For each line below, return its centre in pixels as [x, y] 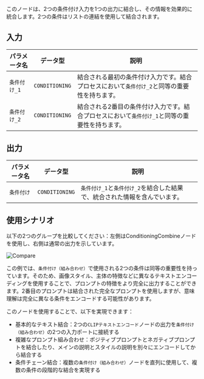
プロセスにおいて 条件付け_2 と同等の [127, 86]
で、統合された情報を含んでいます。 [132, 197]
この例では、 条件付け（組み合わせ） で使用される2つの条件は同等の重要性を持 [99, 268]
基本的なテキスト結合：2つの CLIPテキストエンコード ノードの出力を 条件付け [104, 324]
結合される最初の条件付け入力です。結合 [134, 77]
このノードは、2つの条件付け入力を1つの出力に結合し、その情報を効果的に [100, 9]
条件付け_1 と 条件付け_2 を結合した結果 [132, 188]
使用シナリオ [30, 220]
